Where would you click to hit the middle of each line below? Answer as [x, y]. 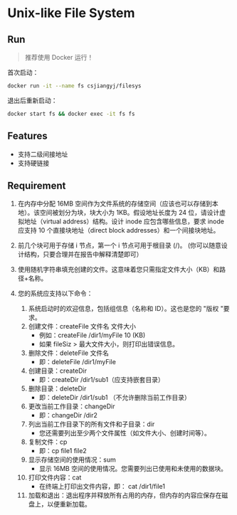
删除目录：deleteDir [57, 388]
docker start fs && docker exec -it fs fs [71, 114]
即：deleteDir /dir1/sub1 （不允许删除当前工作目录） [115, 398]
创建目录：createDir [58, 371]
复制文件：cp [48, 442]
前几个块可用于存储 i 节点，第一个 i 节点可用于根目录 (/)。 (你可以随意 [120, 245]
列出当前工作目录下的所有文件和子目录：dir [91, 424]
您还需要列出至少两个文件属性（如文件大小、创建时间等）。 [125, 433]
